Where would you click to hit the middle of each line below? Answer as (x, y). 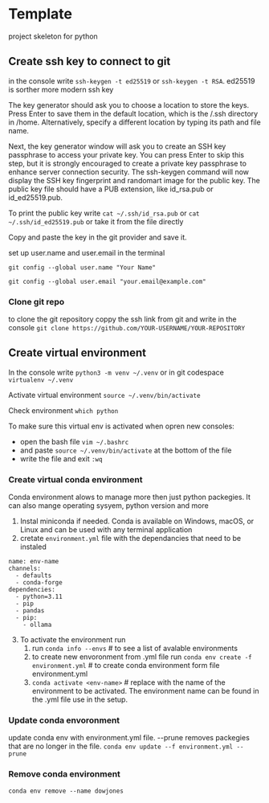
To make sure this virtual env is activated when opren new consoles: (121, 426)
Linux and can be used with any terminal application (106, 530)
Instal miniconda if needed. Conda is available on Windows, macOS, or (137, 521)
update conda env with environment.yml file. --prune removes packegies (129, 738)
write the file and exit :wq (61, 458)
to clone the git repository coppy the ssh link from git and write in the (122, 319)
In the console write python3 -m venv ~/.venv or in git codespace (116, 372)
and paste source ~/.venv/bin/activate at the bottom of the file (126, 450)
